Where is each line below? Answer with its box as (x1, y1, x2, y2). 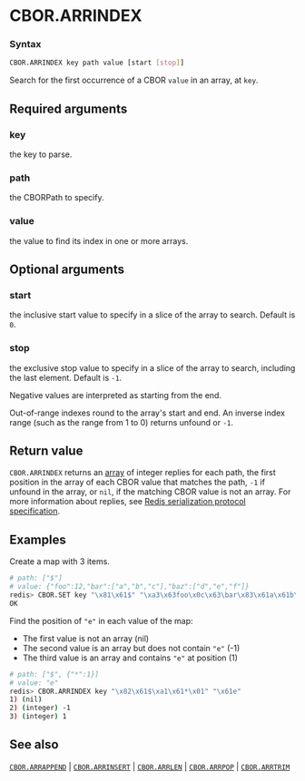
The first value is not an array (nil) (22, 632, 150, 644)
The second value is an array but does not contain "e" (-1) (22, 642, 241, 653)
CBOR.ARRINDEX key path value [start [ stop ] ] (9, 58, 184, 68)
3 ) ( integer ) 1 (9, 712, 67, 721)
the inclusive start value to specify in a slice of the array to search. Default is (9, 309, 296, 320)
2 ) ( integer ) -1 (9, 704, 71, 713)
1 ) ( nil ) (9, 695, 43, 704)
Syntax (9, 38, 42, 51)
